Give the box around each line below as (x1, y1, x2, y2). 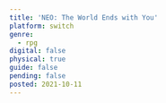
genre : (9, 30, 34, 39)
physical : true (9, 55, 66, 64)
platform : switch (9, 21, 74, 30)
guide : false (9, 64, 58, 73)
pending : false (9, 72, 66, 81)
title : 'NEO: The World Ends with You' (9, 13, 159, 22)
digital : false (9, 47, 66, 56)
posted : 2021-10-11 (9, 80, 83, 89)
